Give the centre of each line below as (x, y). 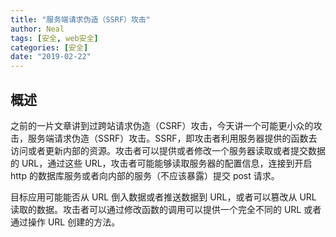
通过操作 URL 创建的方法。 (65, 222)
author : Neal (37, 29)
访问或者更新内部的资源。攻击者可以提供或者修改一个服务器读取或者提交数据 (168, 150)
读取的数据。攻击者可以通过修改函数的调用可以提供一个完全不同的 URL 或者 (166, 209)
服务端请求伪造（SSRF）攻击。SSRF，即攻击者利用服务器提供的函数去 (172, 138)
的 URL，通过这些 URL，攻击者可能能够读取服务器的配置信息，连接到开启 (161, 163)
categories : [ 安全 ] (49, 47)
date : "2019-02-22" (51, 57)
